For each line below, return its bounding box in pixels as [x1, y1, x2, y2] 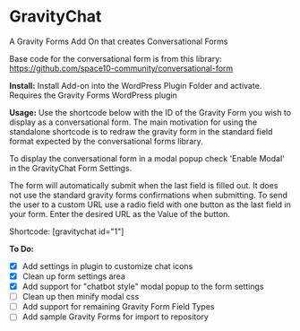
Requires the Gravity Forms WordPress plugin [9, 90, 177, 100]
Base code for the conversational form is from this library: [9, 53, 222, 64]
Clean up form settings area [21, 271, 125, 282]
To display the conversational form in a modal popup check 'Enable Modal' [9, 152, 285, 163]
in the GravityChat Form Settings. [9, 162, 133, 173]
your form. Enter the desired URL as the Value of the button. [9, 208, 231, 219]
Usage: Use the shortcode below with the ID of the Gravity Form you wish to [9, 107, 292, 118]
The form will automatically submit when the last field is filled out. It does [9, 179, 279, 190]
